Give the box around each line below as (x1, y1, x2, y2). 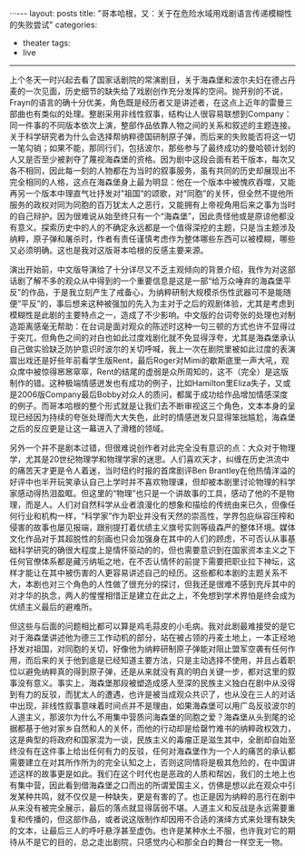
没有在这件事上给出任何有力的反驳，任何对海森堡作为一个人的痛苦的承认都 (16, 746, 296, 756)
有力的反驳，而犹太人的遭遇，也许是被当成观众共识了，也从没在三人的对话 (16, 689, 296, 700)
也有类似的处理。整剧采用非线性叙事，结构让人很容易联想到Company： (25, 108, 292, 119)
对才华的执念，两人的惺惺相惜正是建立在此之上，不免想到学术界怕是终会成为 (9, 590, 296, 601)
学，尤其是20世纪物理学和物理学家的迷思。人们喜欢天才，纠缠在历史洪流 (9, 453, 282, 464)
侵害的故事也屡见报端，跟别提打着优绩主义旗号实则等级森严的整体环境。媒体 (9, 522, 296, 533)
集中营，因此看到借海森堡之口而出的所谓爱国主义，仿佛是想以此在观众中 (16, 780, 288, 791)
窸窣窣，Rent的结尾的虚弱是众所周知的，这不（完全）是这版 (64, 366, 289, 377)
